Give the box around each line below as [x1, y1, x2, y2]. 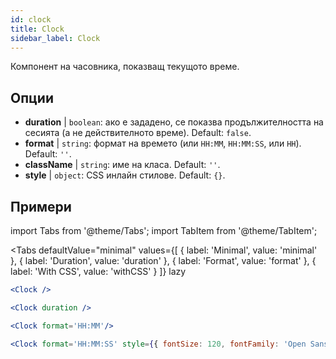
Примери [10, 198, 72, 215]
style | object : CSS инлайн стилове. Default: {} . [24, 169, 226, 181]
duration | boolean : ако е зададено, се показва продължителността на [24, 116, 324, 128]
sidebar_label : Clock [10, 33, 101, 43]
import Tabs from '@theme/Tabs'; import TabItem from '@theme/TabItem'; [10, 225, 318, 236]
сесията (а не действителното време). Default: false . [24, 127, 252, 139]
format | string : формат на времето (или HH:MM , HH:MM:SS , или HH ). [24, 137, 302, 150]
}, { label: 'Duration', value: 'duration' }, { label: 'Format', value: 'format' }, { [10, 255, 317, 266]
